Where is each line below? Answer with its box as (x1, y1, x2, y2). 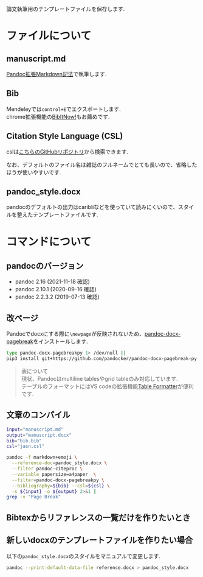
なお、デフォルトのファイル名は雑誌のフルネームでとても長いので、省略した (6, 161, 198, 168)
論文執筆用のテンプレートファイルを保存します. (6, 5, 125, 12)
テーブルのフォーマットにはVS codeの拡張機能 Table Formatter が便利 (21, 383, 194, 390)
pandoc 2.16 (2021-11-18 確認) (15, 278, 90, 285)
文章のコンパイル (6, 410, 71, 420)
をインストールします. (33, 338, 88, 345)
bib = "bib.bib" (6, 437, 43, 444)
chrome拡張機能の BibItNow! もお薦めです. (6, 113, 111, 120)
